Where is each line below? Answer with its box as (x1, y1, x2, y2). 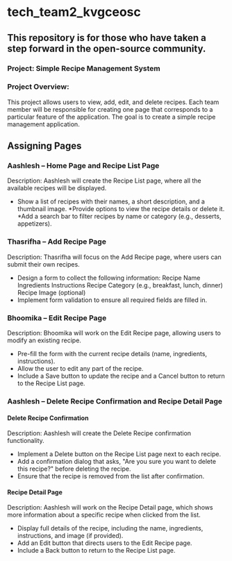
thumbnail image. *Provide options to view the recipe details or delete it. (17, 205, 225, 213)
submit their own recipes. (7, 260, 80, 268)
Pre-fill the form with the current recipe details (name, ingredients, (17, 350, 207, 358)
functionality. (7, 437, 45, 445)
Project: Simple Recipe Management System (7, 63, 161, 73)
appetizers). (17, 219, 52, 228)
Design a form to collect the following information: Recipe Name (17, 274, 201, 282)
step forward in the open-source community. (7, 42, 206, 54)
